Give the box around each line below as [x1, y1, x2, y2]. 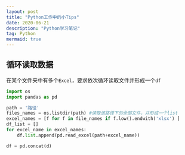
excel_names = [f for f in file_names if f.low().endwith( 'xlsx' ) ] [6, 116, 180, 122]
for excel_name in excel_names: [6, 127, 87, 133]
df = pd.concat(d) [6, 143, 52, 149]
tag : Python [6, 31, 36, 37]
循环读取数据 [6, 60, 54, 70]
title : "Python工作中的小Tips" [6, 14, 79, 20]
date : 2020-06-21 [6, 20, 50, 26]
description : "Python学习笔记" [6, 25, 81, 31]
